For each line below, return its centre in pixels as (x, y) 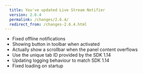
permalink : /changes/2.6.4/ (39, 19)
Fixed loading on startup (38, 66)
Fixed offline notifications (39, 39)
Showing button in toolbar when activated (56, 44)
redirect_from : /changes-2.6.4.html (48, 24)
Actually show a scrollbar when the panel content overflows (75, 50)
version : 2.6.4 (25, 15)
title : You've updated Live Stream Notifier (57, 10)
